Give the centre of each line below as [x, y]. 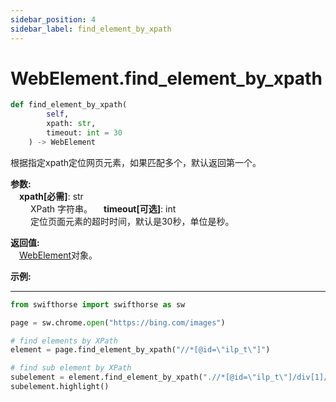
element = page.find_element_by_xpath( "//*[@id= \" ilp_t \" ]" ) [140, 350]
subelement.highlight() [60, 387]
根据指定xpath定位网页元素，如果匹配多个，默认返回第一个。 [136, 162]
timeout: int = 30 [84, 133]
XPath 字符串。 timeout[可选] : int [103, 208]
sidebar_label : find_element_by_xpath [91, 29]
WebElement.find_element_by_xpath [166, 78]
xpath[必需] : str [51, 196]
